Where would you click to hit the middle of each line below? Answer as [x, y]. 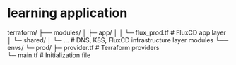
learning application [67, 13]
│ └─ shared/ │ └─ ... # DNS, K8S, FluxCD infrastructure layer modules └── [118, 40]
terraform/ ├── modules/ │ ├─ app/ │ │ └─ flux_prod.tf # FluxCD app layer [117, 32]
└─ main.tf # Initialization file [49, 55]
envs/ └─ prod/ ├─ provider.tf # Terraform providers [83, 47]
